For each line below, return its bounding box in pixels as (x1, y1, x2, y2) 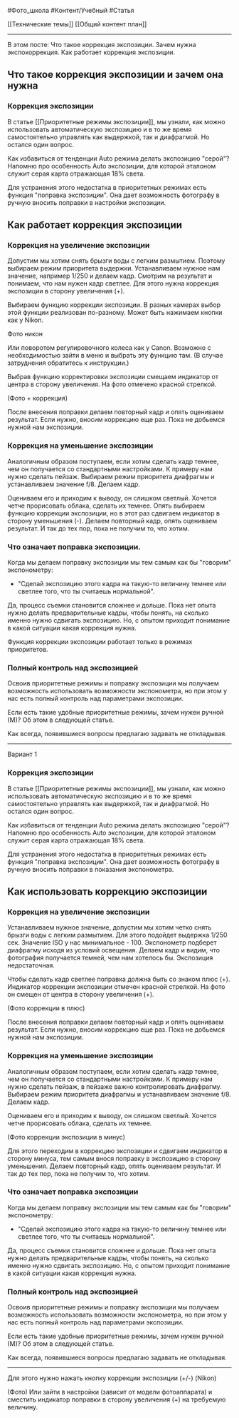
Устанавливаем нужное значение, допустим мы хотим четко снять (7, 923, 212, 932)
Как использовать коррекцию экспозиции (7, 885, 208, 897)
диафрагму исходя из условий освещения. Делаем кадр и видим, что (7, 946, 221, 955)
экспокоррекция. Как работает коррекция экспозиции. (7, 48, 176, 56)
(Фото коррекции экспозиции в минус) (7, 1132, 126, 1141)
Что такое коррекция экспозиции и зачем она (7, 69, 224, 81)
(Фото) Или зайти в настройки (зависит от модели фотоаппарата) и (7, 1388, 213, 1397)
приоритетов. (7, 645, 48, 653)
